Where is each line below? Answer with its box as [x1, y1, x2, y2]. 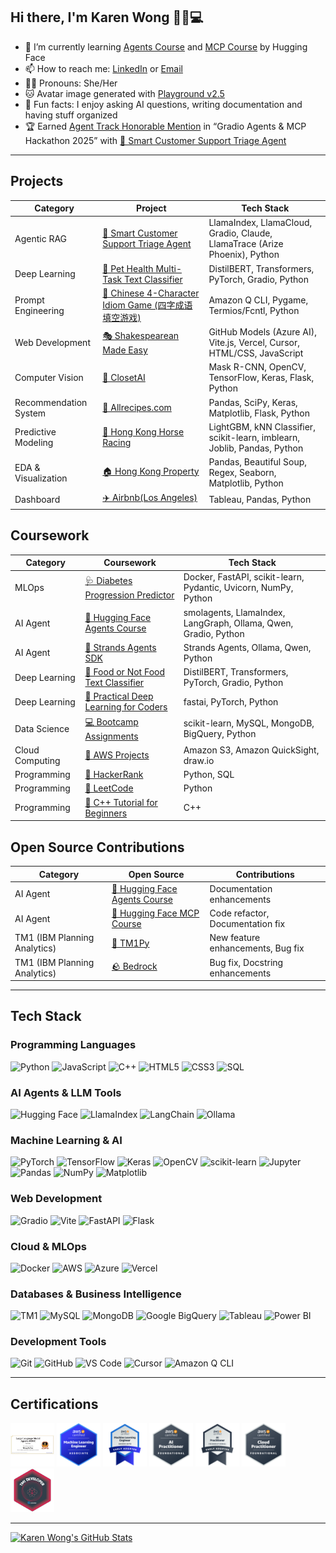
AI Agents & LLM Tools [10, 1085, 122, 1099]
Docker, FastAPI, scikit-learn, [183, 571, 305, 583]
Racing [102, 437, 132, 449]
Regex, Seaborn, [208, 467, 277, 479]
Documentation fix [209, 918, 286, 929]
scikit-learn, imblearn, [208, 431, 301, 443]
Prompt [14, 294, 45, 306]
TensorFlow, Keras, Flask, [208, 372, 315, 384]
